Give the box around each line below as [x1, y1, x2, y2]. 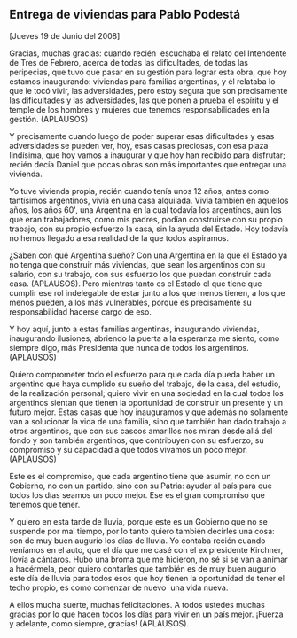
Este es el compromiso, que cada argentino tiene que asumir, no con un [9, 471, 271, 481]
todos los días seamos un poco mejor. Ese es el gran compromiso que [9, 489, 266, 500]
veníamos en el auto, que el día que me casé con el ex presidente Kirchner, [9, 544, 284, 555]
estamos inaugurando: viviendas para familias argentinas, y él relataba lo [9, 75, 276, 87]
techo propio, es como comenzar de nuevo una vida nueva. [9, 582, 229, 593]
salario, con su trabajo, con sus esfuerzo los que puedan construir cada [9, 268, 272, 279]
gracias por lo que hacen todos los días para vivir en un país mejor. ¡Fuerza [9, 609, 284, 619]
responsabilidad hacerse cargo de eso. [9, 306, 152, 317]
